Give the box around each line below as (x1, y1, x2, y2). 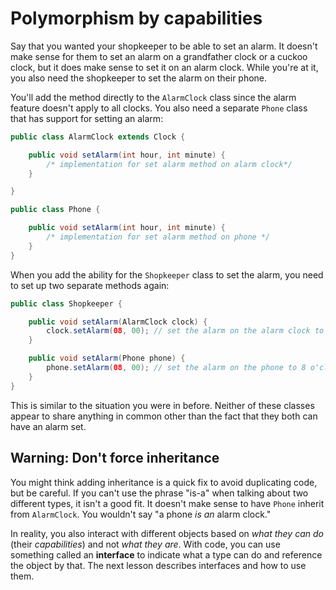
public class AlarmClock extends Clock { (10, 132, 186, 142)
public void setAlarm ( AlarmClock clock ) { (28, 317, 208, 327)
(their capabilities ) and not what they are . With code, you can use (10, 538, 281, 550)
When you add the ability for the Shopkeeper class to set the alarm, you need (10, 268, 324, 281)
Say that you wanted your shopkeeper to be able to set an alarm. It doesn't (10, 40, 318, 52)
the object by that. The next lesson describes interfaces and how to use (10, 559, 307, 571)
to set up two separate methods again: (10, 279, 170, 291)
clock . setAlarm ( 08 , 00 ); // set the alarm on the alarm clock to (46, 326, 325, 336)
